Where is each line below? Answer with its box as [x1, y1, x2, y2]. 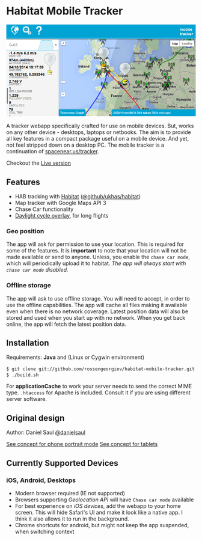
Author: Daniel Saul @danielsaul [6, 429, 86, 436]
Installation [6, 338, 49, 348]
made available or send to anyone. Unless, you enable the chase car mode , [6, 254, 191, 261]
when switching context [14, 528, 75, 535]
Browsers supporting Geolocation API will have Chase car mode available [14, 496, 194, 503]
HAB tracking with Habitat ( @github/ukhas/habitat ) [14, 193, 141, 200]
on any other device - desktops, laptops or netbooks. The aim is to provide [6, 129, 191, 136]
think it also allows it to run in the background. [14, 515, 129, 522]
